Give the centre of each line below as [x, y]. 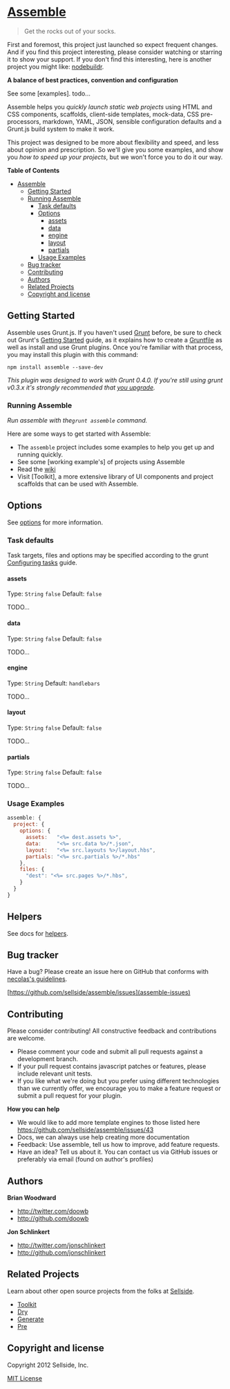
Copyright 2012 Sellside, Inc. [48, 1365]
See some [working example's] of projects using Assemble [101, 462]
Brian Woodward [32, 1198]
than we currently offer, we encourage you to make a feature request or [119, 1088]
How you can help [33, 1109]
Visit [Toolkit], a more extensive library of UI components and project [115, 477]
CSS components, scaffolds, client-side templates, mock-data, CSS [103, 114]
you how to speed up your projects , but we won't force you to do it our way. [115, 157]
